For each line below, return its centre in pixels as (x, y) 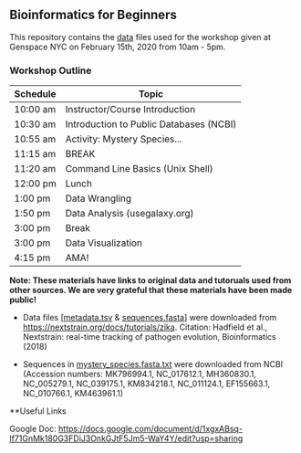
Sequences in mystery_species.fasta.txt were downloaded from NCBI (153, 364)
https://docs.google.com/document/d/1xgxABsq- (150, 429)
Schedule (35, 94)
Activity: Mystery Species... (124, 139)
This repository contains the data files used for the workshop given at (140, 37)
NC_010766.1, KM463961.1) (73, 394)
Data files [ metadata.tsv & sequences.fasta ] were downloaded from (150, 318)
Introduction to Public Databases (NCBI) (151, 124)
